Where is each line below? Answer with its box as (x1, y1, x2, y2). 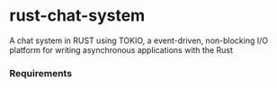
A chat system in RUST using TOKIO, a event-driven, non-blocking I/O (9, 35, 268, 46)
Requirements (9, 66, 73, 79)
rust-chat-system (9, 5, 146, 26)
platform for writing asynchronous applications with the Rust (9, 44, 234, 55)
